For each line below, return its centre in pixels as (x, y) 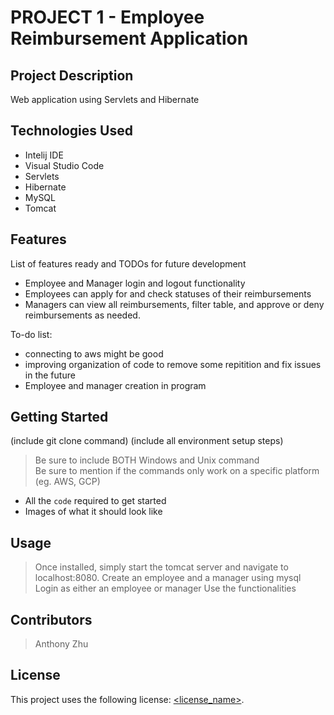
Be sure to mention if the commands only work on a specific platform (177, 471)
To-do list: (31, 334)
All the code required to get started (95, 501)
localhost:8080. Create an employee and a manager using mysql (168, 578)
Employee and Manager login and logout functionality (135, 283)
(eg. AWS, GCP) (67, 482)
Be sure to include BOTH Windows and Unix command (147, 460)
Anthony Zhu (61, 644)
